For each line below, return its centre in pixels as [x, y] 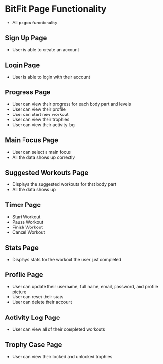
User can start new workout [40, 114]
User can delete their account [42, 302]
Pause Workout [27, 222]
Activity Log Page [33, 317]
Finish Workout [27, 227]
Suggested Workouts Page [47, 172]
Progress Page [28, 92]
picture [19, 292]
